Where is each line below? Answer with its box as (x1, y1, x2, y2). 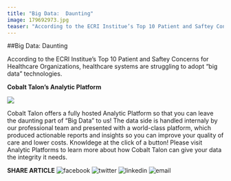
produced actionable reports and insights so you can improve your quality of (7, 131, 224, 140)
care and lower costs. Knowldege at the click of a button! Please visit (7, 138, 203, 147)
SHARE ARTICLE (7, 167, 55, 175)
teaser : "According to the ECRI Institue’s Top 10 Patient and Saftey (7, 23, 214, 30)
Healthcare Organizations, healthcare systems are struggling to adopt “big (7, 63, 218, 71)
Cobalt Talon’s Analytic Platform (7, 83, 102, 92)
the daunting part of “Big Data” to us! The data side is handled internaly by (7, 116, 218, 125)
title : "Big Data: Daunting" (7, 10, 94, 17)
